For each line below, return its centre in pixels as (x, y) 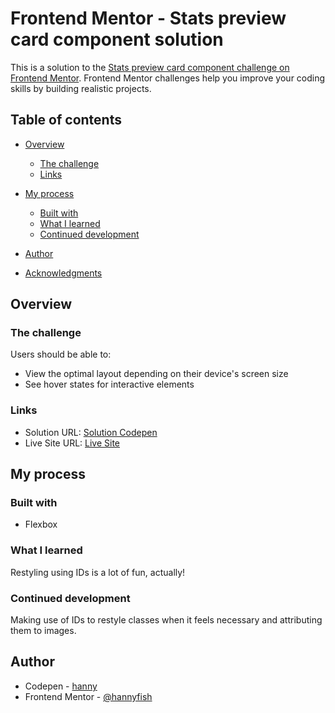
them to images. (43, 631)
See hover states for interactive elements (109, 384)
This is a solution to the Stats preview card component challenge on (150, 67)
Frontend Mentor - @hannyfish (88, 696)
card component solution (117, 39)
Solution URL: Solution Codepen (91, 432)
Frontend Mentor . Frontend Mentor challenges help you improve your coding (168, 78)
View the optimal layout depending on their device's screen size (156, 374)
